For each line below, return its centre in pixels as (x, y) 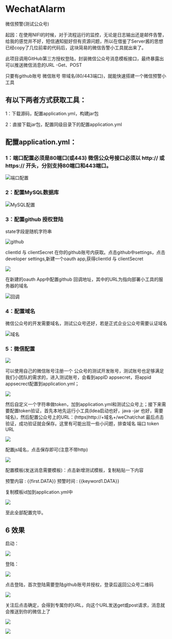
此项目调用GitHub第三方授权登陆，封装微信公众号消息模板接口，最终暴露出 (85, 58)
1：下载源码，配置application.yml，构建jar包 (52, 113)
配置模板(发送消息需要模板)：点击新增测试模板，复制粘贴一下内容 (74, 470)
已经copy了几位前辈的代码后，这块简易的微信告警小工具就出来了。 (76, 47)
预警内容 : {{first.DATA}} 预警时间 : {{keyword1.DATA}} (62, 481)
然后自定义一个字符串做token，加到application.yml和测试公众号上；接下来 (83, 404)
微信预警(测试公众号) (27, 24)
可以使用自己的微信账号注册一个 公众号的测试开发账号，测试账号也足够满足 (85, 371)
